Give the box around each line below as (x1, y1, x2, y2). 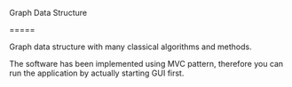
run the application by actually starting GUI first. (9, 68, 185, 78)
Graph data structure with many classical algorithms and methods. (9, 41, 252, 52)
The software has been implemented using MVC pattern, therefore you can (9, 59, 284, 69)
